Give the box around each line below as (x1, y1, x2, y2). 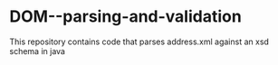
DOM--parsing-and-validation (9, 6, 242, 27)
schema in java (9, 45, 66, 56)
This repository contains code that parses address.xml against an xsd (9, 36, 270, 47)
